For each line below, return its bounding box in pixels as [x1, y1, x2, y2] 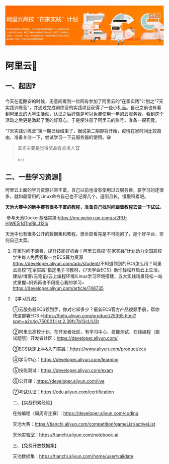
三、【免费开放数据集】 [12, 443, 59, 449]
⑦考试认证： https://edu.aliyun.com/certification [12, 389, 114, 395]
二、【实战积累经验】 [12, 400, 55, 406]
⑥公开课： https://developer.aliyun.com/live [12, 378, 105, 384]
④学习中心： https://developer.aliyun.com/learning [12, 357, 119, 363]
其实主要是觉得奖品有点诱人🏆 [17, 145, 80, 151]
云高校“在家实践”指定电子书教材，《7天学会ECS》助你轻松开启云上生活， [12, 267, 162, 273]
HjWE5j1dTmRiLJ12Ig [5, 220, 49, 226]
